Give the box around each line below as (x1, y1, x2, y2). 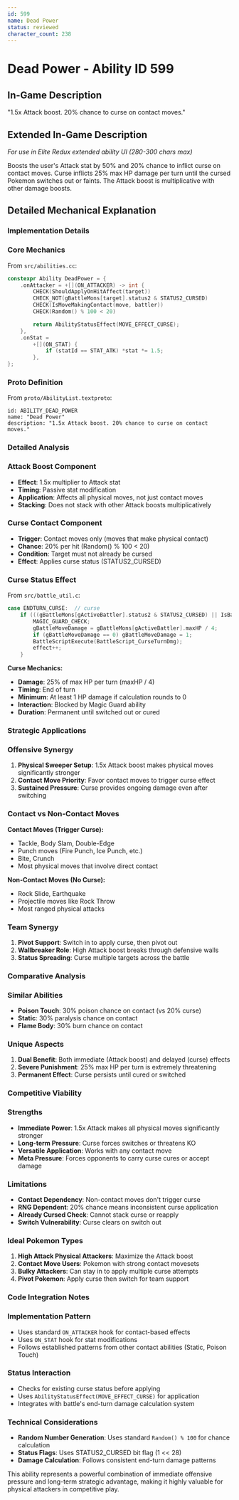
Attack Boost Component (7, 462, 97, 472)
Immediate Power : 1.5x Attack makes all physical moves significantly (17, 1124, 221, 1132)
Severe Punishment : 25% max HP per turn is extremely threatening (17, 1063, 217, 1072)
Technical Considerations (7, 1417, 98, 1427)
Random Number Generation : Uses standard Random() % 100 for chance (17, 1433, 230, 1442)
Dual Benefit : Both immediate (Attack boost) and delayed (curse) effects (17, 1055, 230, 1064)
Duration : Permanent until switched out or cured (17, 708, 160, 717)
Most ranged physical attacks (17, 904, 105, 913)
